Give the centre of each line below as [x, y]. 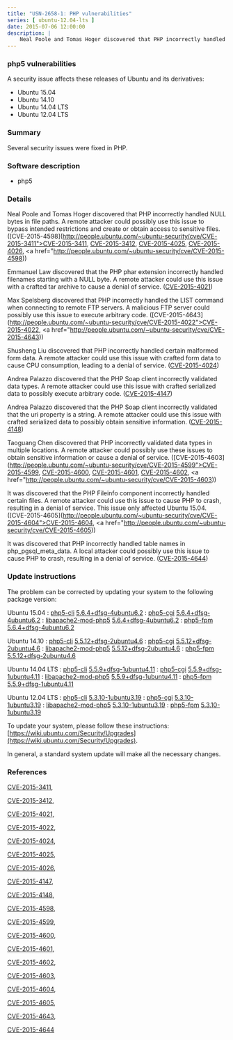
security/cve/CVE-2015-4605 [49, 530]
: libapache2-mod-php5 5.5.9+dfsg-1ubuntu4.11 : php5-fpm [127, 676]
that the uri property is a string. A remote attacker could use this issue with [114, 415]
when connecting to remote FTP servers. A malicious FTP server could [109, 307]
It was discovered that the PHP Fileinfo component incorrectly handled [109, 493]
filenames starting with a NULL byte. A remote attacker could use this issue [115, 280]
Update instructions [42, 577]
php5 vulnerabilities [42, 64]
